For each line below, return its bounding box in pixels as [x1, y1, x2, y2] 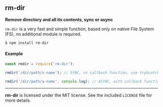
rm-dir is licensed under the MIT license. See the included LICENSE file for [5, 92, 152, 98]
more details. [5, 97, 32, 103]
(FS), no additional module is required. [5, 31, 81, 37]
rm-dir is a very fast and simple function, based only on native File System [5, 26, 154, 32]
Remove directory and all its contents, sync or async [5, 16, 113, 22]
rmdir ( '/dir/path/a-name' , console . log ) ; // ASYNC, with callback [5, 79, 142, 84]
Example [5, 51, 23, 57]
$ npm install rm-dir [5, 40, 49, 45]
